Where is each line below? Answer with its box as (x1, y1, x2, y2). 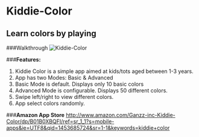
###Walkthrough (6, 44, 48, 51)
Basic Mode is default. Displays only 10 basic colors (14, 80, 144, 88)
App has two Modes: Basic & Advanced (14, 74, 113, 81)
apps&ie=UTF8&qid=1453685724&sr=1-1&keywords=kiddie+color (6, 124, 170, 131)
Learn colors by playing (6, 28, 96, 39)
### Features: (6, 56, 41, 63)
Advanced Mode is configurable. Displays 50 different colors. (14, 87, 168, 94)
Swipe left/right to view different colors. (14, 94, 114, 100)
